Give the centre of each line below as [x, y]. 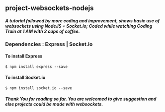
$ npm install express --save [37, 66]
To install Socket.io [25, 78]
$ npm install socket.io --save [39, 88]
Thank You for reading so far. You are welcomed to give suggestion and [81, 99]
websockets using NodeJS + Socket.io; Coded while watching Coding [79, 26]
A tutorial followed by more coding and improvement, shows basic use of [82, 21]
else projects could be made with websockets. [54, 104]
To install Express [24, 56]
